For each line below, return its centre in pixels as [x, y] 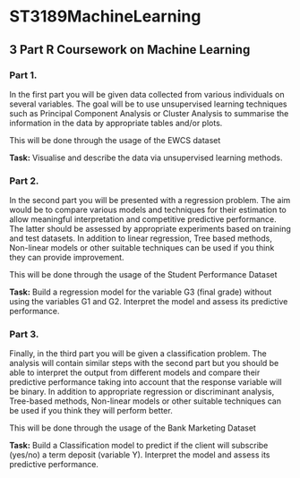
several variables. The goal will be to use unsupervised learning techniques [149, 104]
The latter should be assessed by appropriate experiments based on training [150, 229]
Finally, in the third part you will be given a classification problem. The [138, 354]
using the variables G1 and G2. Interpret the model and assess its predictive [149, 302]
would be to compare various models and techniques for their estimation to [148, 210]
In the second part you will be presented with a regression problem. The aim [150, 201]
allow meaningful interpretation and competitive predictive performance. [143, 219]
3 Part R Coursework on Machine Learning [130, 50]
